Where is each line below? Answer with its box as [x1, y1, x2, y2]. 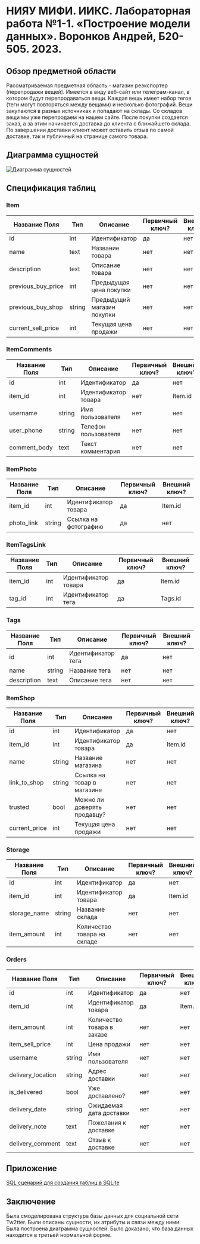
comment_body [9, 443, 53, 452]
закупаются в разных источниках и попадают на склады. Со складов [6, 108, 183, 114]
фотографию [67, 523, 104, 531]
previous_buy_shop [9, 303, 64, 311]
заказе [87, 1030, 108, 1038]
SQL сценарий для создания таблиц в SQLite [6, 1179, 120, 1187]
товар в [74, 778, 96, 786]
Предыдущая [91, 278, 130, 286]
